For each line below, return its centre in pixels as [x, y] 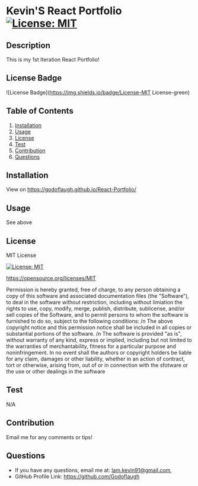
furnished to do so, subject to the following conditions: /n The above [90, 321]
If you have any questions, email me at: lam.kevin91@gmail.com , [93, 470]
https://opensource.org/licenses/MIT [51, 278]
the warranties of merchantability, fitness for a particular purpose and [91, 346]
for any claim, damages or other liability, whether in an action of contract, [96, 359]
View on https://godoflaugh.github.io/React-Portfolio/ [71, 189]
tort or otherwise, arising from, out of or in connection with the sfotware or [97, 365]
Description [28, 45]
